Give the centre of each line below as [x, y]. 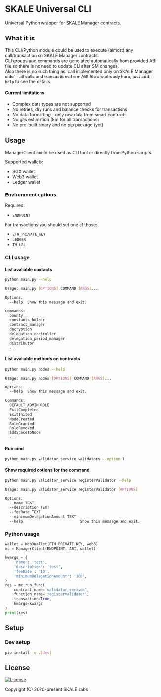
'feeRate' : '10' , [32, 572]
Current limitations [25, 93]
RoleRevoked [22, 428]
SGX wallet [23, 171]
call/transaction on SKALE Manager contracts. [52, 55]
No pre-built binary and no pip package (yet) [58, 125]
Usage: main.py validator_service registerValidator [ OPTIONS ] [72, 490]
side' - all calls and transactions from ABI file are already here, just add [77, 76]
